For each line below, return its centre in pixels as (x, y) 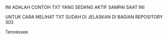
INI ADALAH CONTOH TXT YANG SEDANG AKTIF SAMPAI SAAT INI (75, 7)
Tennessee (17, 32)
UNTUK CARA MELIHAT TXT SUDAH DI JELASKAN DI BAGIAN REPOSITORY (84, 17)
